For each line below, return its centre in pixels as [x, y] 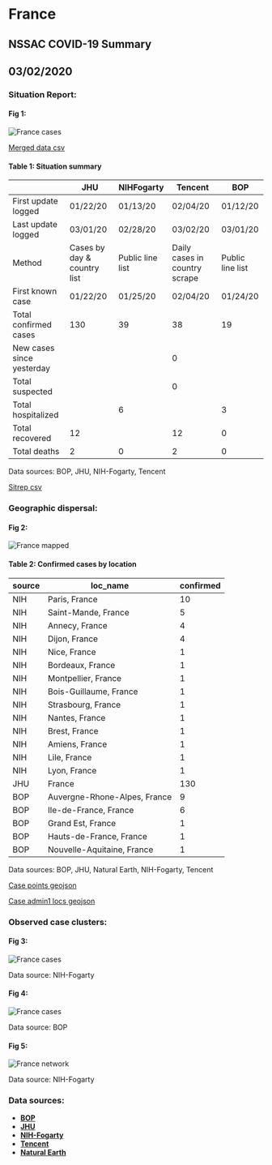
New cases [34, 348]
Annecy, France [77, 625]
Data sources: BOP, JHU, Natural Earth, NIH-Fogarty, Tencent [111, 869]
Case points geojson [42, 885]
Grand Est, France [82, 823]
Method [27, 263]
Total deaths [36, 452]
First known [35, 291]
